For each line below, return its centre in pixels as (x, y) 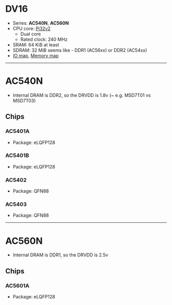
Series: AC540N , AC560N (41, 23)
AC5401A (17, 131)
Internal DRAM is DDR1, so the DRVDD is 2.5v (60, 255)
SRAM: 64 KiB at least (36, 44)
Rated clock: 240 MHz (44, 39)
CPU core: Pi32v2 (31, 28)
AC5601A (17, 286)
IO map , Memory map (36, 55)
